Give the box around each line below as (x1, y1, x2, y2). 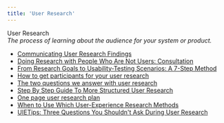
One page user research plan (17, 93, 101, 102)
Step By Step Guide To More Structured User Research (17, 86, 174, 94)
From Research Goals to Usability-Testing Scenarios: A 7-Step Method (17, 64, 217, 72)
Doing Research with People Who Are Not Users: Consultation (17, 56, 194, 65)
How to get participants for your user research (17, 71, 150, 80)
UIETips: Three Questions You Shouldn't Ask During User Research (17, 108, 208, 116)
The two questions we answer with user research (17, 78, 158, 87)
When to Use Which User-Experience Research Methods (17, 100, 179, 109)
